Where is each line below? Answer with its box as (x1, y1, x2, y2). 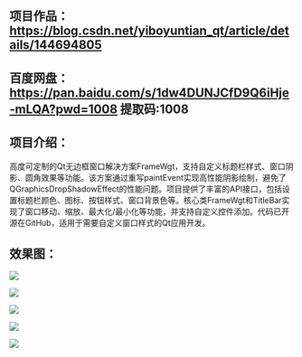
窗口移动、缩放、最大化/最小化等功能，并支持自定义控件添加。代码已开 (24, 206, 290, 217)
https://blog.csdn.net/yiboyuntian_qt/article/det (9, 23, 289, 39)
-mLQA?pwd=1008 (9, 101, 118, 117)
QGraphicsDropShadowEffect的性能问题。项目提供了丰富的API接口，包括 (9, 183, 283, 194)
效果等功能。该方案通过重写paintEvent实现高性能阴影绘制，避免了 (40, 172, 287, 183)
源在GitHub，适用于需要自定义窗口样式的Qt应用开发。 (9, 217, 211, 228)
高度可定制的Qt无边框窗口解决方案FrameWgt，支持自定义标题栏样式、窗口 (9, 161, 287, 172)
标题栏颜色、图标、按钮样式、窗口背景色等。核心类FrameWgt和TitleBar (16, 194, 282, 205)
